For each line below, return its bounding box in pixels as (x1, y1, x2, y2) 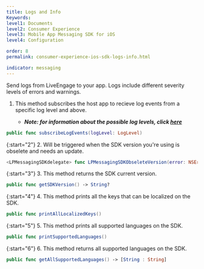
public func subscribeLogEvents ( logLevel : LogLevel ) (6, 130, 143, 136)
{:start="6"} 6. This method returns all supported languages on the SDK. (6, 245, 187, 252)
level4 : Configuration (6, 37, 64, 43)
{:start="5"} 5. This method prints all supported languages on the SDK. (6, 222, 183, 229)
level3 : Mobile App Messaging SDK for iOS (6, 32, 115, 38)
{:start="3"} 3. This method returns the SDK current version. (6, 170, 157, 177)
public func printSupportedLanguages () (6, 234, 107, 240)
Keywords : (6, 15, 32, 21)
